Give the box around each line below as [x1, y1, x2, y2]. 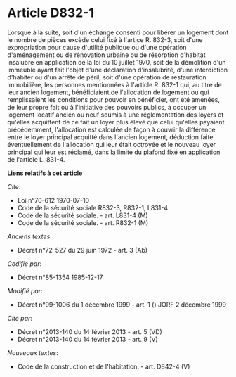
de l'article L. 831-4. [7, 155, 65, 163]
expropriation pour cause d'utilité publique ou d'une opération [7, 43, 187, 51]
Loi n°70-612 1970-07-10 [17, 196, 90, 205]
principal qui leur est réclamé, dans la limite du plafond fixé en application [7, 148, 221, 156]
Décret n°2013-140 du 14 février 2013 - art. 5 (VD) [17, 327, 163, 336]
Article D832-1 [7, 5, 95, 21]
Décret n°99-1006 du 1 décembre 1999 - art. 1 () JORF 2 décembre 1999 [17, 300, 227, 309]
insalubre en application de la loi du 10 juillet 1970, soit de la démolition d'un [7, 58, 226, 66]
